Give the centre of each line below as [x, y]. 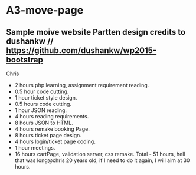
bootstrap [24, 60]
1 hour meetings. [35, 148]
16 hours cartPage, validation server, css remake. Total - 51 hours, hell [100, 154]
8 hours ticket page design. [48, 135]
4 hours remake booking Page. [52, 129]
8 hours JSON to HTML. [44, 123]
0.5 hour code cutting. [42, 91]
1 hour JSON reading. [40, 110]
